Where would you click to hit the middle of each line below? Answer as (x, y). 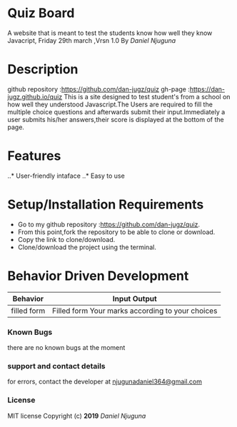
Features (34, 156)
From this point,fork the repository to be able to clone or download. (116, 232)
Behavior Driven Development (98, 276)
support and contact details (56, 366)
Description (43, 70)
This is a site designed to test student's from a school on (147, 96)
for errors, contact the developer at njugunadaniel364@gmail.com (105, 382)
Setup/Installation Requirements (106, 204)
